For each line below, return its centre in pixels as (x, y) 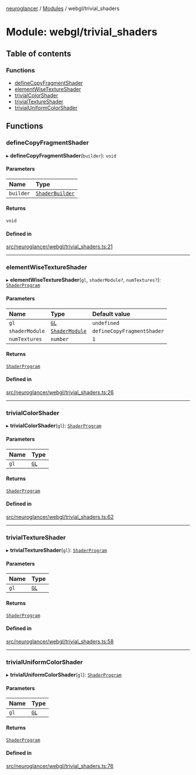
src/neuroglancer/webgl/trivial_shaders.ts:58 (60, 641)
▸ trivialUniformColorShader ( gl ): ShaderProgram (64, 675)
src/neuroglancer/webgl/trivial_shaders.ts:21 (60, 247)
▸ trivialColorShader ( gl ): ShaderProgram (54, 425)
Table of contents (38, 53)
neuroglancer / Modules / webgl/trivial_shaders (63, 8)
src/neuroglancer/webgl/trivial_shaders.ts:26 (60, 392)
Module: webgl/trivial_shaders (82, 32)
